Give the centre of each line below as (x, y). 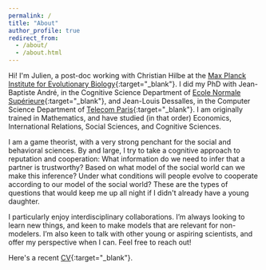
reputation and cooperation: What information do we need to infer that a (127, 159)
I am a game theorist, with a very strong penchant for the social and (120, 142)
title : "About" (34, 23)
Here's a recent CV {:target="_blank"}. (71, 258)
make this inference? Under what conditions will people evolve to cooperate (133, 176)
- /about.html (39, 53)
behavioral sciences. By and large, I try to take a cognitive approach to (125, 150)
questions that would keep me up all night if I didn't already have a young (129, 193)
